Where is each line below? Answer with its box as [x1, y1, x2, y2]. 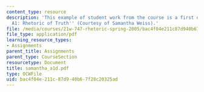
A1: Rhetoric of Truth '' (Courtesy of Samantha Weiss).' [12, 20, 159, 26]
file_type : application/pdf [6, 31, 78, 38]
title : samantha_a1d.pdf [6, 65, 69, 71]
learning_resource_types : [6, 37, 72, 43]
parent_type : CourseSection [6, 54, 78, 60]
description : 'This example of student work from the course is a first [6, 15, 194, 21]
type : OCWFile [6, 71, 42, 77]
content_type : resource [6, 8, 67, 15]
